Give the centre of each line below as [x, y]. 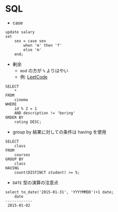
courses [22, 155]
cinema [21, 100]
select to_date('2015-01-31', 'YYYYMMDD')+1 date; [60, 192]
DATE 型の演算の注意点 [36, 182]
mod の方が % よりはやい [44, 70]
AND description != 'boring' [45, 113]
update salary [20, 32]
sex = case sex [30, 41]
